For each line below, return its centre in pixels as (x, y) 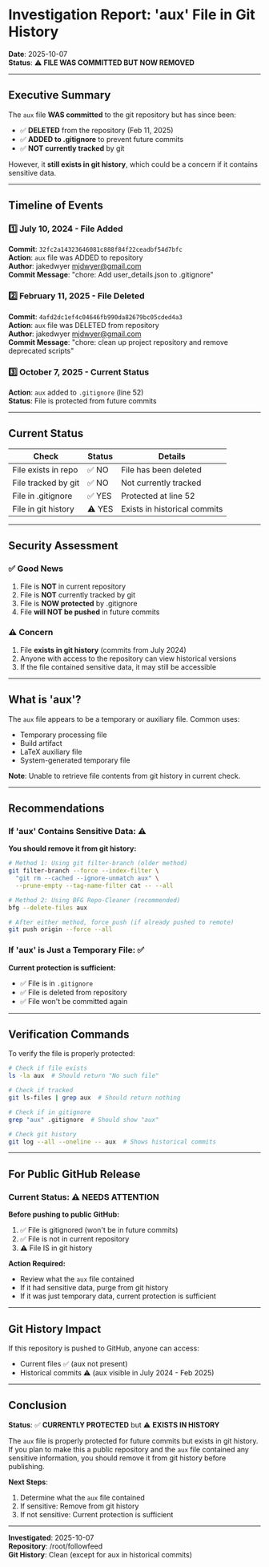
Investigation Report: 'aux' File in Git (132, 15)
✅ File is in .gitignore (56, 983)
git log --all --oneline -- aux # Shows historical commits (112, 1142)
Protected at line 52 (158, 496)
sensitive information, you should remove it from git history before (117, 1458)
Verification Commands (69, 1035)
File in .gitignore (42, 496)
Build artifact (41, 743)
